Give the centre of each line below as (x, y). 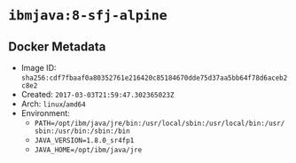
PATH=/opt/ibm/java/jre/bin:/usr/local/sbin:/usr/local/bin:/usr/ (160, 123)
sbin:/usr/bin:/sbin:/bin (82, 131)
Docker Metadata (57, 47)
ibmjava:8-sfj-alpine (88, 16)
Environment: (45, 113)
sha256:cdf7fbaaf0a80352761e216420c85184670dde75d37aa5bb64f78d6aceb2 (154, 78)
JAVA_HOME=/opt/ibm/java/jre (88, 150)
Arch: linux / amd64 (53, 104)
